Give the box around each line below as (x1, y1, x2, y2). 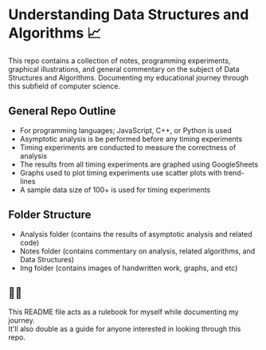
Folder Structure (8, 208, 92, 222)
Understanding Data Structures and (8, 6, 249, 24)
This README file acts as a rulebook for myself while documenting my (8, 307, 239, 317)
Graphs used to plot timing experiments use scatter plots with (19, 167, 222, 177)
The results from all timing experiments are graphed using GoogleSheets (19, 159, 259, 169)
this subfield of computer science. (8, 81, 121, 91)
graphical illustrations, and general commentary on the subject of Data (8, 64, 241, 73)
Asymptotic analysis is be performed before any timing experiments (19, 134, 243, 144)
